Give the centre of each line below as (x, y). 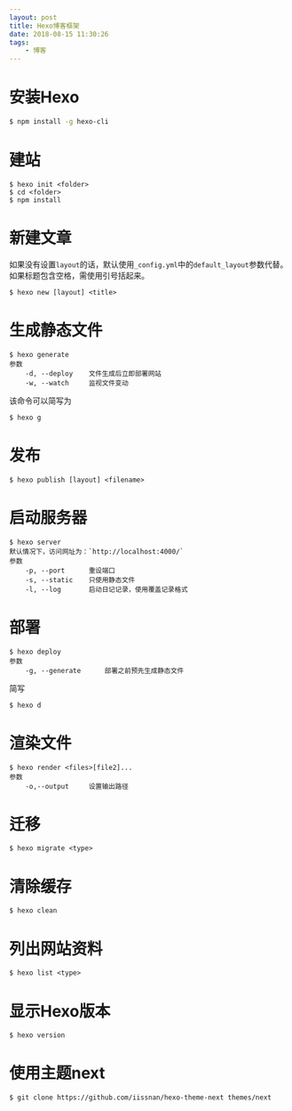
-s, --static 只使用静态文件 (80, 580)
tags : (19, 42)
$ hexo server (36, 542)
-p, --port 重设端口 (70, 571)
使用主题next (57, 1073)
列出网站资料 (56, 949)
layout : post (33, 17)
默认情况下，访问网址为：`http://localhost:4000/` (97, 551)
